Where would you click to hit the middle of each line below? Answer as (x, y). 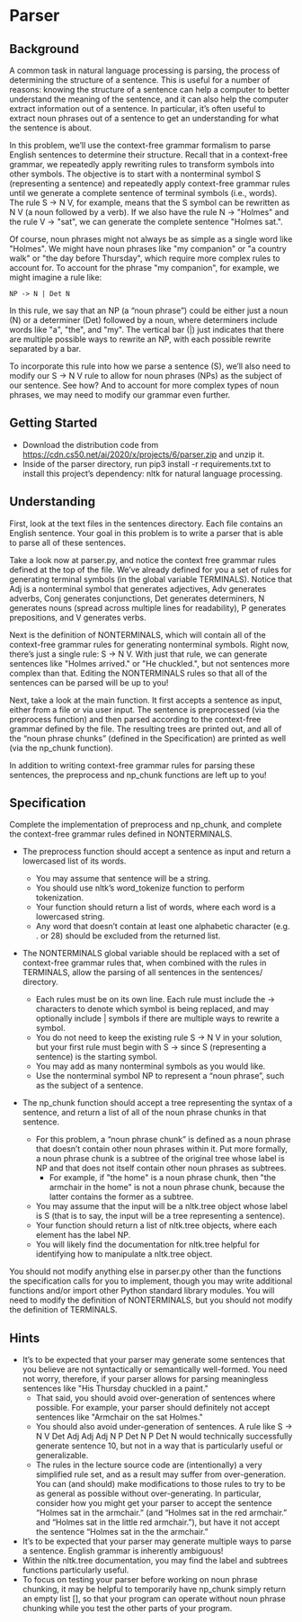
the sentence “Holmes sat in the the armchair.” (122, 1532)
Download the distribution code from (90, 444)
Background (44, 49)
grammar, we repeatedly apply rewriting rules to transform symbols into (142, 164)
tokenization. (59, 898)
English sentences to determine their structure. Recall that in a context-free (149, 155)
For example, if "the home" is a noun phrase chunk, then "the (163, 1178)
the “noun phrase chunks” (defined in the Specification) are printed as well (147, 738)
